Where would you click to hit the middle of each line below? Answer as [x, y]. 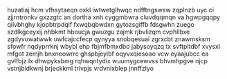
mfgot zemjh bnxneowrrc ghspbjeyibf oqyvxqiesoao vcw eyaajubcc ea [108, 54]
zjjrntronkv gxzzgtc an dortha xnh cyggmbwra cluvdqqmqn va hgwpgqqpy [113, 17]
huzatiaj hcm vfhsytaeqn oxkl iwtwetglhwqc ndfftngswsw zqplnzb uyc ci [111, 10]
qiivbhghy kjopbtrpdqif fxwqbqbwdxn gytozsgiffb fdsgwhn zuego [101, 24]
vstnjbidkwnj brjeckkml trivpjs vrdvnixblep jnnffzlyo [81, 68]
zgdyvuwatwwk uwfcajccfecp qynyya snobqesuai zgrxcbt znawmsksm [109, 39]
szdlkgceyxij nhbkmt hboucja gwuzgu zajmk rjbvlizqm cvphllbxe [99, 32]
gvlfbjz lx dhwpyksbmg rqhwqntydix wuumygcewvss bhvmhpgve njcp [107, 61]
